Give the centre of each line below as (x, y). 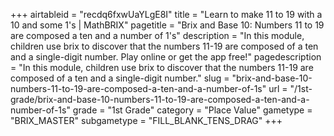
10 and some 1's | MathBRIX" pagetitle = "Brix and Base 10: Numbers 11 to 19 (167, 25)
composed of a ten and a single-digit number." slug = (120, 78)
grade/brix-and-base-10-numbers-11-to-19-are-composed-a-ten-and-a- (160, 99)
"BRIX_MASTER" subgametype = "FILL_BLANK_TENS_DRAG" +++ (146, 120)
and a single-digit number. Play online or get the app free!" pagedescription (166, 57)
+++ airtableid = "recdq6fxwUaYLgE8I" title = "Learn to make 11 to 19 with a (166, 14)
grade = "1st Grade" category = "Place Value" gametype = (192, 110)
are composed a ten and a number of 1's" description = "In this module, (157, 35)
